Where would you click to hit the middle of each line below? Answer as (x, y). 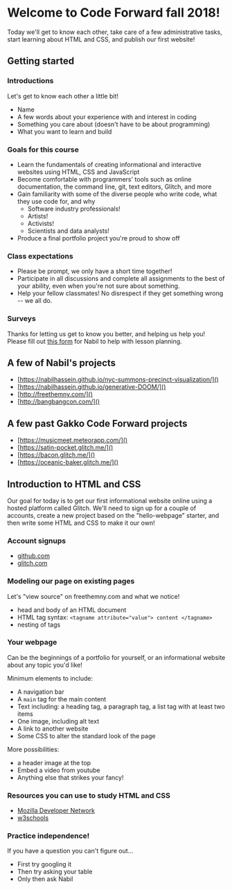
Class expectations (41, 256)
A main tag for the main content (62, 699)
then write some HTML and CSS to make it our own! (81, 523)
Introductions (30, 81)
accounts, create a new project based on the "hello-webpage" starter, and (113, 515)
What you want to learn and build (64, 131)
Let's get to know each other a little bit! (63, 96)
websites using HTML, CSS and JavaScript (78, 172)
